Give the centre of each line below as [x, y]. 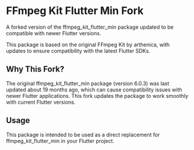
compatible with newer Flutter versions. [53, 33]
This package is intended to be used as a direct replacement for [83, 134]
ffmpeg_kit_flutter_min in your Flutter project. [60, 141]
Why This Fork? [35, 69]
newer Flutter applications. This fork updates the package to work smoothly [97, 96]
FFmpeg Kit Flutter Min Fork [75, 11]
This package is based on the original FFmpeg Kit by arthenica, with [88, 45]
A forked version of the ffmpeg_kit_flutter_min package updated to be [90, 27]
